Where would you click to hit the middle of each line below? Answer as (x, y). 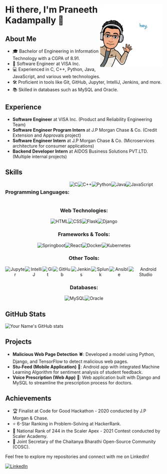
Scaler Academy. (30, 436)
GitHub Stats (25, 314)
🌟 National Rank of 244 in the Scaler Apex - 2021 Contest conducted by (86, 431)
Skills (14, 172)
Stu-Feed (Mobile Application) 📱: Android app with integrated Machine (86, 366)
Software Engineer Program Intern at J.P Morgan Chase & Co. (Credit (85, 130)
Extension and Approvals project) (47, 135)
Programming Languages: (37, 192)
